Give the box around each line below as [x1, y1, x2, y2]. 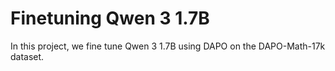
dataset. [10, 50, 45, 62]
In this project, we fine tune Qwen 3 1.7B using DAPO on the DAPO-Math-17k [10, 40, 326, 52]
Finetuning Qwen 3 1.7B [10, 7, 210, 30]
